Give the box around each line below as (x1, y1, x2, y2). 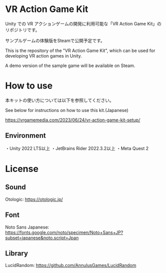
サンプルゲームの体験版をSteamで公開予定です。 (5, 37, 105, 43)
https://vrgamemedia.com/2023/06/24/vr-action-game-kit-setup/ (5, 116, 141, 123)
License (5, 163, 39, 174)
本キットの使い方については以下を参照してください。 (5, 97, 114, 103)
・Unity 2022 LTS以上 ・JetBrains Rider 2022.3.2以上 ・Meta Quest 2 (5, 145, 149, 151)
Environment (5, 131, 46, 140)
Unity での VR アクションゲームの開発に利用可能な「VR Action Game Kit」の (5, 20, 162, 26)
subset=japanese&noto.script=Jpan (5, 234, 79, 240)
